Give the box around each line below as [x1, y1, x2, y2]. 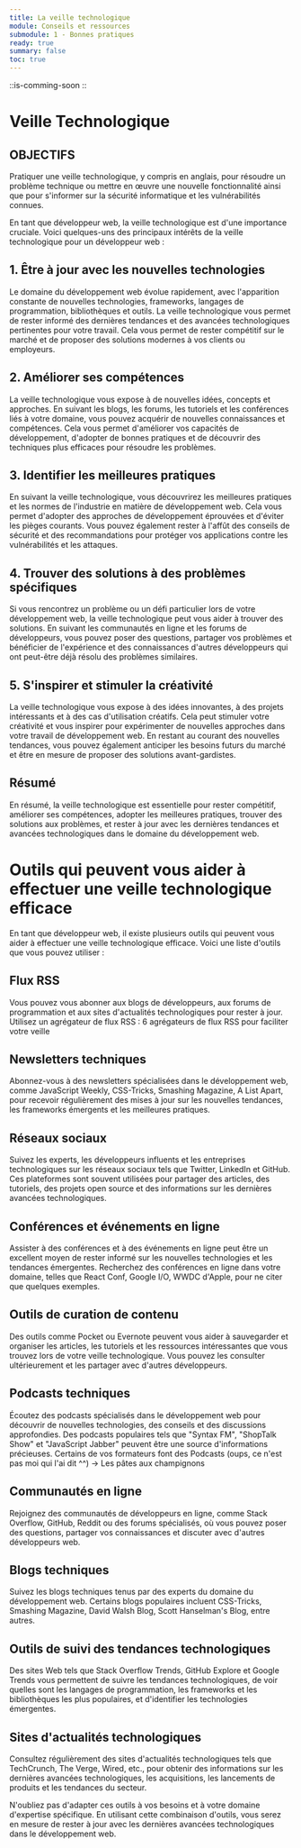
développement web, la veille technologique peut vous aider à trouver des [9, 614, 284, 624]
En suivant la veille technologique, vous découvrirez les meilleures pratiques [9, 492, 292, 503]
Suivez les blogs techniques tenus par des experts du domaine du [9, 1587, 254, 1598]
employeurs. [9, 343, 56, 354]
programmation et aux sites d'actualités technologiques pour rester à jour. [9, 1006, 283, 1017]
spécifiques [9, 579, 78, 595]
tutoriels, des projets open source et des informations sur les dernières [9, 1183, 272, 1194]
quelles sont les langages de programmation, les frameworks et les [9, 1684, 258, 1695]
